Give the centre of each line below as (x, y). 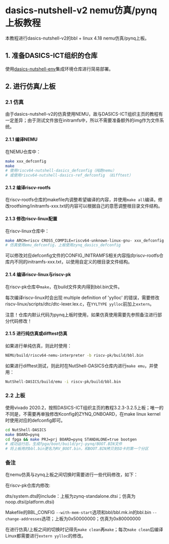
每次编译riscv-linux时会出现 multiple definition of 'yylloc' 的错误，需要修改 (82, 297)
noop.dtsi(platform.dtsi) (30, 502)
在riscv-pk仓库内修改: (28, 486)
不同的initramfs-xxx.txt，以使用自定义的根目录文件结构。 (73, 262)
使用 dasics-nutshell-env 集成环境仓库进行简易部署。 (59, 69)
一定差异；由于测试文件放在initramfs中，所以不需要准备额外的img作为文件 (82, 120)
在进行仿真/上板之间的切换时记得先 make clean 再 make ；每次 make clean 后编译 (84, 530)
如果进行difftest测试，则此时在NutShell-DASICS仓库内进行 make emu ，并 (79, 365)
